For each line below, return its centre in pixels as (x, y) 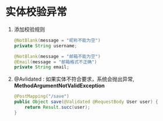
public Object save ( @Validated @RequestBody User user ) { (86, 102)
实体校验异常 (37, 12)
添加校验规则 (29, 29)
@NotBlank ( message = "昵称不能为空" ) (57, 40)
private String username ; (45, 46)
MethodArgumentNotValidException (59, 86)
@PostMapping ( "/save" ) (41, 96)
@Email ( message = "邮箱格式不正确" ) (56, 62)
